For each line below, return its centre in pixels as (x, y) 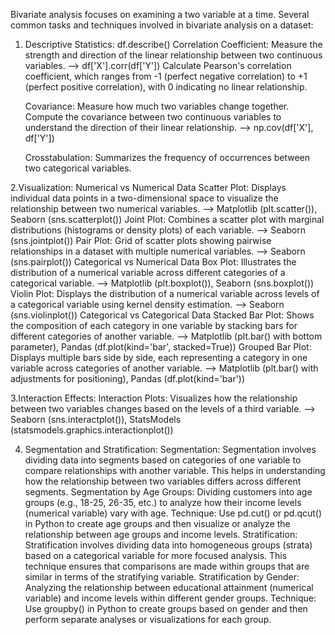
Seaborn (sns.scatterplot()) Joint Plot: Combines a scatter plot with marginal (167, 219)
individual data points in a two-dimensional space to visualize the (144, 198)
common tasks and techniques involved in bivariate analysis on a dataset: (162, 25)
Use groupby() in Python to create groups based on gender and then (166, 608)
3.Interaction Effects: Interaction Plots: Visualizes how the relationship (154, 398)
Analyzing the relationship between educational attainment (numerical (169, 587)
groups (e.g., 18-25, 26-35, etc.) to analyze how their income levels (163, 502)
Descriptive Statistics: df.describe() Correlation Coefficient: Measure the (173, 44)
